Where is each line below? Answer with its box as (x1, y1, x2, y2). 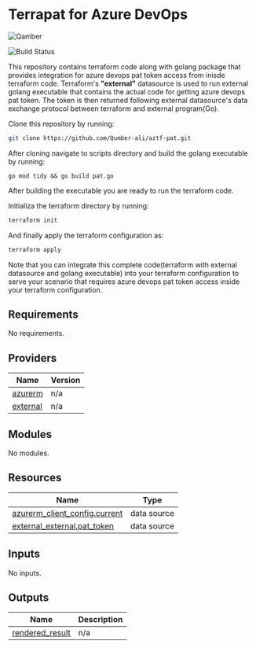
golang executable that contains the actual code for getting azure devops (8, 87, 246, 96)
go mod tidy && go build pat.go (8, 171, 114, 180)
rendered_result (12, 628, 71, 639)
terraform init (8, 216, 58, 224)
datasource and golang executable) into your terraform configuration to (8, 268, 240, 278)
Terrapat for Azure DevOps (8, 6, 188, 24)
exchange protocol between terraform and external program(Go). (8, 104, 220, 113)
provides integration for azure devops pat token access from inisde (8, 70, 225, 79)
